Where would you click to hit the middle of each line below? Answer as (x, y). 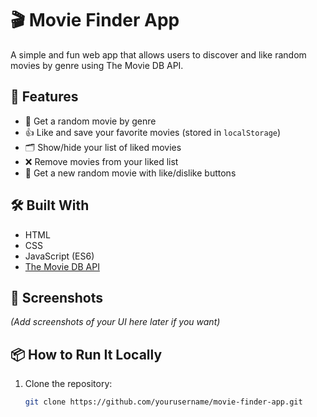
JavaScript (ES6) (59, 256)
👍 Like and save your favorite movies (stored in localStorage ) (153, 132)
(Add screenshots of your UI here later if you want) (115, 322)
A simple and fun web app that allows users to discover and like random (158, 54)
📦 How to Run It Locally (86, 354)
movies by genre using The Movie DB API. (97, 65)
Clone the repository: (68, 384)
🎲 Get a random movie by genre (90, 121)
